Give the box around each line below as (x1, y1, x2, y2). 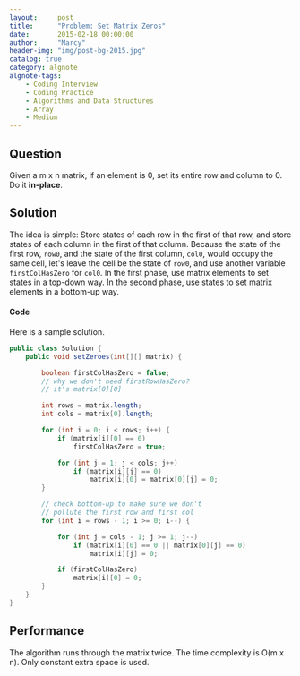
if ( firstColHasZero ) (56, 565, 139, 574)
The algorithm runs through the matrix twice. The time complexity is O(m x (9, 646, 285, 658)
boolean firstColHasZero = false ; (41, 368, 170, 377)
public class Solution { (9, 344, 102, 353)
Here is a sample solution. (9, 326, 105, 337)
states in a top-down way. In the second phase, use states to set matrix (9, 277, 273, 287)
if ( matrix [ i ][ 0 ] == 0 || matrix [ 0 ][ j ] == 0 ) (73, 541, 246, 550)
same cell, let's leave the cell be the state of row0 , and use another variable (9, 257, 286, 269)
